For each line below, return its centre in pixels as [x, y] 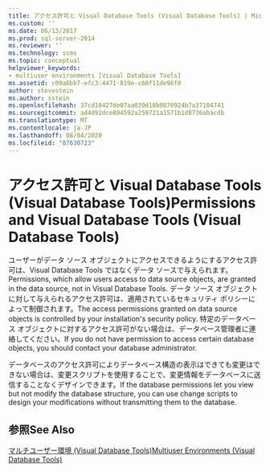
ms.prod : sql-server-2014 [51, 38]
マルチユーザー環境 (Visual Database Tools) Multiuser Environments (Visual [132, 450]
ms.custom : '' [32, 23]
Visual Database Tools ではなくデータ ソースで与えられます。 [131, 270]
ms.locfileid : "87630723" [51, 143]
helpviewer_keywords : [45, 68]
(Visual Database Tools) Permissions [132, 203]
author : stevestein [41, 90]
